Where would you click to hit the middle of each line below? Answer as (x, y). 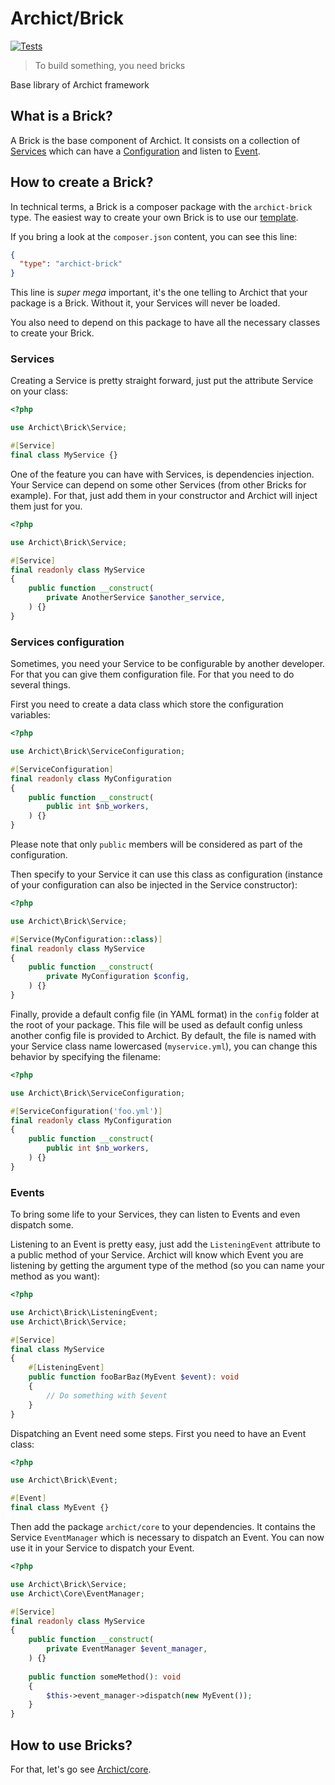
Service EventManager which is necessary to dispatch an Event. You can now (167, 1538)
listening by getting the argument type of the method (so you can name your (167, 1266)
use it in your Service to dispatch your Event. (102, 1548)
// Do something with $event (107, 1395)
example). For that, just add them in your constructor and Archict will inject (164, 495)
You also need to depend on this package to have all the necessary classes (165, 323)
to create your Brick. (52, 333)
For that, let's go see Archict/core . (81, 1769)
